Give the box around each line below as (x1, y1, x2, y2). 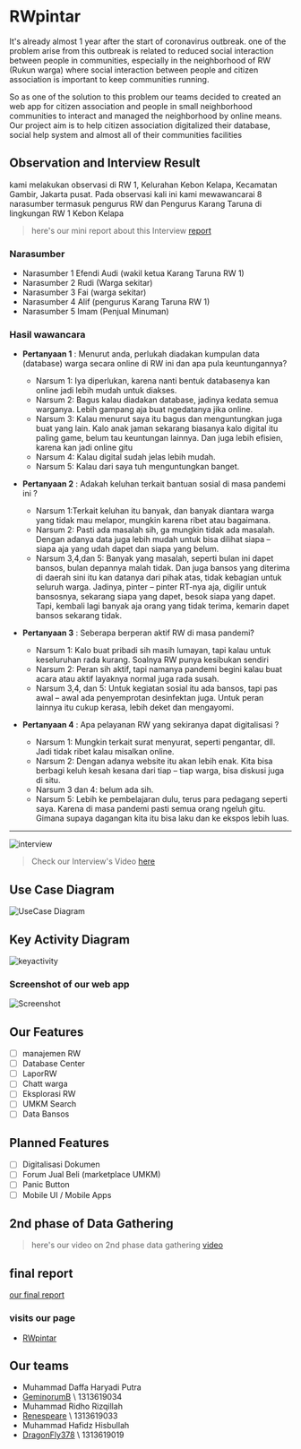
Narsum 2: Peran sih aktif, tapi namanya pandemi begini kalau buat (35, 664, 283, 675)
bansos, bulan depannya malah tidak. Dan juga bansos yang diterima (35, 563, 290, 574)
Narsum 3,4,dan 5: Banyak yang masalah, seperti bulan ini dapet (35, 553, 274, 564)
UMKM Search (21, 1099, 77, 1109)
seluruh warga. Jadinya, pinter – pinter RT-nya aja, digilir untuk (35, 582, 267, 592)
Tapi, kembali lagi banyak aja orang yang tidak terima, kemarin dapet (35, 600, 289, 611)
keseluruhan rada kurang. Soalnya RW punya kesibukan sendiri (35, 654, 269, 665)
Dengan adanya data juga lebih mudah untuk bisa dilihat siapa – (35, 534, 271, 545)
